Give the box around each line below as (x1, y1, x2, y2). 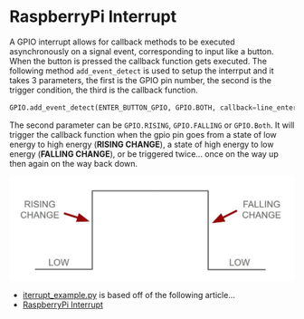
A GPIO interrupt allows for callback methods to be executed (9, 36, 235, 47)
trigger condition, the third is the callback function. (9, 84, 198, 95)
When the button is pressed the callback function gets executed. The (9, 55, 267, 66)
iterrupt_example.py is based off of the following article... (22, 290, 235, 301)
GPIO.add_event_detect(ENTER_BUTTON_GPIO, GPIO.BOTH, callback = (9, 102, 257, 112)
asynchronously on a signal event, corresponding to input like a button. (9, 45, 274, 56)
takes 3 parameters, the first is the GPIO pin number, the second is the (9, 74, 271, 85)
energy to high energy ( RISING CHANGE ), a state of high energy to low (9, 139, 274, 150)
